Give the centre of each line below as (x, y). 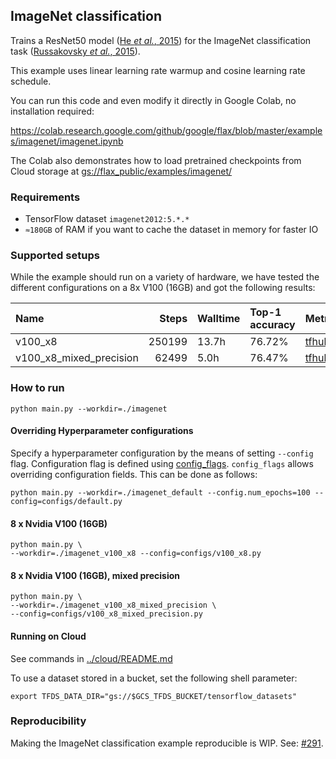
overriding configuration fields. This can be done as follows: (134, 474)
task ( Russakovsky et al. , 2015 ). (75, 51)
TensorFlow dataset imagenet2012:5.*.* (107, 219)
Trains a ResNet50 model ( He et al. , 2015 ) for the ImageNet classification (161, 40)
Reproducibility (48, 721)
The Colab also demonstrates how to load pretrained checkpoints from (156, 160)
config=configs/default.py (66, 501)
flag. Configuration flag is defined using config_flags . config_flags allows (162, 463)
